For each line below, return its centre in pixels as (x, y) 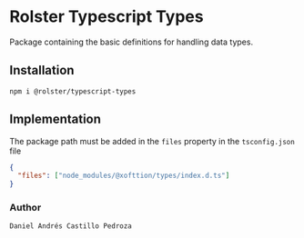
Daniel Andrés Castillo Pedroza (71, 226)
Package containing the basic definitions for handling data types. (131, 42)
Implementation (56, 119)
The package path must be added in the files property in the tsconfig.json (152, 141)
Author (25, 208)
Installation (42, 70)
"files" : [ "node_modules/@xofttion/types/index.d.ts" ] (124, 176)
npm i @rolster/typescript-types (73, 91)
